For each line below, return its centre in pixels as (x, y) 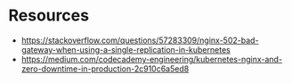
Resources (49, 16)
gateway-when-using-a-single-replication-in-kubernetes (126, 49)
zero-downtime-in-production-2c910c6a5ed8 (105, 69)
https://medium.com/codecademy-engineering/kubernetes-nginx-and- (151, 59)
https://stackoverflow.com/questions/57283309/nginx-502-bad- (140, 40)
